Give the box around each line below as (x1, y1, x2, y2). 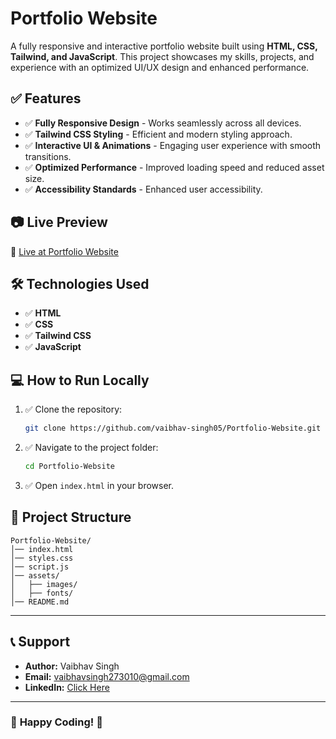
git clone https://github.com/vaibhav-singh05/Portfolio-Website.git (24, 423, 322, 434)
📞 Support (10, 633, 71, 651)
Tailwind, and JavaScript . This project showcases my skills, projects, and (10, 50, 315, 62)
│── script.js (10, 562, 70, 572)
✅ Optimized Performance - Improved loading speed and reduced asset (24, 161, 325, 173)
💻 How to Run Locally (10, 372, 150, 389)
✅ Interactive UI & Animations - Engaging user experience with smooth (24, 139, 322, 151)
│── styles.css (10, 553, 74, 563)
